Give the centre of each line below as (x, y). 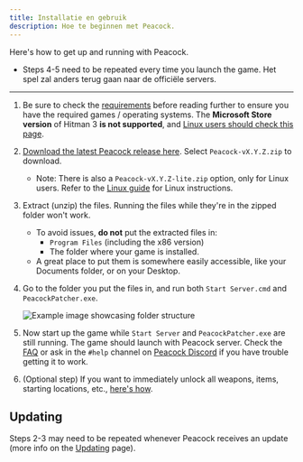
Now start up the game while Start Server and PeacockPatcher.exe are (154, 333)
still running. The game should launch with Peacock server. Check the (152, 342)
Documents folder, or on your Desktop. (108, 271)
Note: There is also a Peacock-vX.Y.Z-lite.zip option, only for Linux (162, 178)
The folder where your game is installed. (124, 251)
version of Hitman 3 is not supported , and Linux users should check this (158, 124)
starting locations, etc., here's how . (87, 388)
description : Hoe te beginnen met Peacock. (92, 26)
